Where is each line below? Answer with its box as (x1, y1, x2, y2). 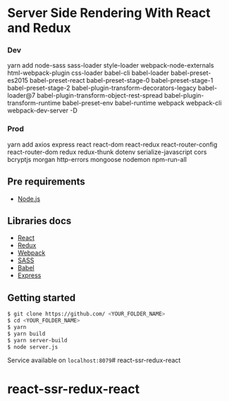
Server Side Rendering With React (7, 5, 211, 21)
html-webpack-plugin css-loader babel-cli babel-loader (7, 69, 170, 77)
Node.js (17, 194, 41, 203)
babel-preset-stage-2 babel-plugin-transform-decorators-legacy (7, 83, 197, 93)
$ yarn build (7, 330, 46, 337)
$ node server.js (7, 343, 58, 351)
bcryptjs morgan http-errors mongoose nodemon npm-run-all (7, 155, 187, 163)
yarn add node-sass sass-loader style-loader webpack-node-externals (7, 62, 214, 70)
